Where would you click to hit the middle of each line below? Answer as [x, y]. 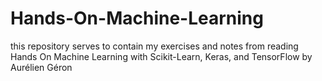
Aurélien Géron [41, 67]
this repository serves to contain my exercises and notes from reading [154, 46]
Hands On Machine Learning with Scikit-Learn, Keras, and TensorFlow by [161, 56]
